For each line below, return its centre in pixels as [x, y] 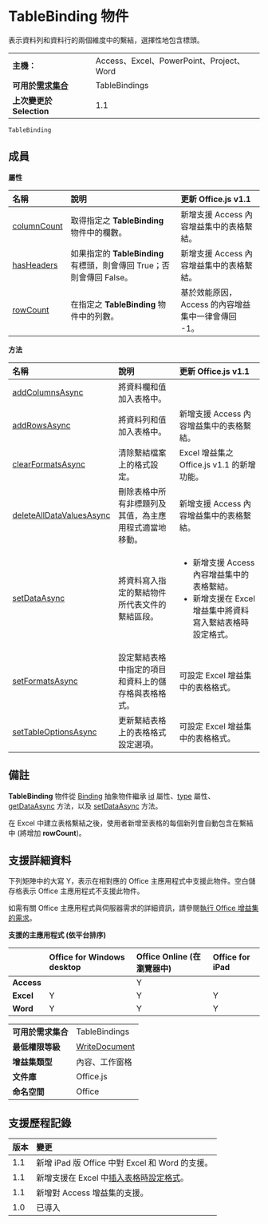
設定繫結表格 [142, 658]
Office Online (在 [168, 957]
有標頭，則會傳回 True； [116, 265]
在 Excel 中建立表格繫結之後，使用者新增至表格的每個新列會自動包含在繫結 [131, 823]
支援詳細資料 [40, 860]
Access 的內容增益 [216, 304]
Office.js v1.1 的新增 [217, 464]
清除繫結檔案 [142, 452]
